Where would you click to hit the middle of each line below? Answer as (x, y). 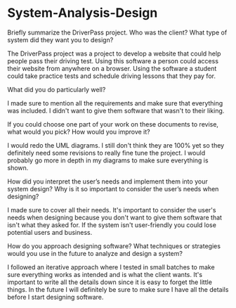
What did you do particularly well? (57, 89)
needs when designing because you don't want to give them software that (115, 217)
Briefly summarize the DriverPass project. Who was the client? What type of (117, 32)
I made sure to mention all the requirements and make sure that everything (115, 103)
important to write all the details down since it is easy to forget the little (110, 282)
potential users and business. (50, 232)
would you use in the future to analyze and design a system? (95, 253)
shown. (18, 167)
